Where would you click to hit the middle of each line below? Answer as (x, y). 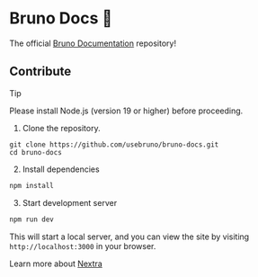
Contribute (40, 71)
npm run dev (31, 219)
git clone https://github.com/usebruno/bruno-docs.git (114, 144)
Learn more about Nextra (56, 264)
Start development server (70, 202)
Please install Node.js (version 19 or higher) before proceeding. (126, 111)
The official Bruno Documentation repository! (93, 43)
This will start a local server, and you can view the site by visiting (129, 237)
